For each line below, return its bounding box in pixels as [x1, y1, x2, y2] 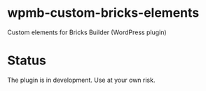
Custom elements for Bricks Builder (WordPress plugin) [7, 28, 167, 36]
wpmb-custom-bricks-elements [7, 5, 200, 21]
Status [7, 52, 47, 69]
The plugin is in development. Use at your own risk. [7, 76, 156, 84]
